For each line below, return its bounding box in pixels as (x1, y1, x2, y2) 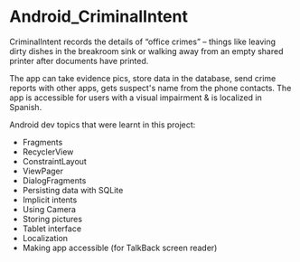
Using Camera (22, 203, 77, 214)
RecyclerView (22, 146, 74, 157)
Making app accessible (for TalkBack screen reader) (22, 242, 218, 253)
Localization (22, 232, 69, 243)
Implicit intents (22, 194, 78, 205)
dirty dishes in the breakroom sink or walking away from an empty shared (9, 45, 284, 56)
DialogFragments (22, 174, 87, 186)
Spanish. (9, 101, 42, 112)
